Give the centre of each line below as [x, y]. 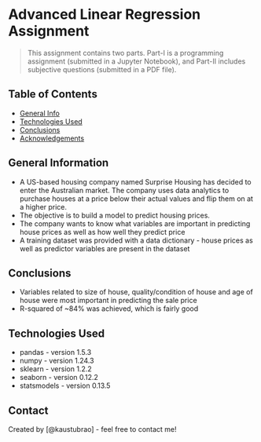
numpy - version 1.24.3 [57, 361]
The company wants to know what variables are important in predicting [135, 223]
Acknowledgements [52, 138]
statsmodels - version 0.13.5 [65, 385]
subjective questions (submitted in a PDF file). [102, 69]
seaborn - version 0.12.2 [59, 378]
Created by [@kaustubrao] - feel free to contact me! [92, 429]
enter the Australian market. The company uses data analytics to [124, 190]
